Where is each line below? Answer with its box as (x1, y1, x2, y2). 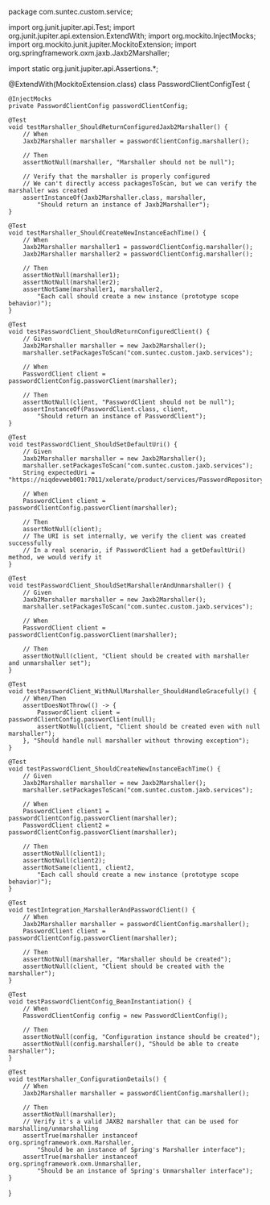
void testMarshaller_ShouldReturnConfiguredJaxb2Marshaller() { (8, 123, 228, 131)
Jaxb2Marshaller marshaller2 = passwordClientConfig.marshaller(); (22, 250, 253, 258)
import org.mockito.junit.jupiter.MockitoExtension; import (8, 39, 197, 49)
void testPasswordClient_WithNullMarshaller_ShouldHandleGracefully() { (8, 688, 257, 696)
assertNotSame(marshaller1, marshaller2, (22, 285, 163, 293)
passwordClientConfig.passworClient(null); (8, 716, 157, 724)
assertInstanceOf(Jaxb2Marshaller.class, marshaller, (22, 193, 207, 202)
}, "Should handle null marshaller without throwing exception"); (22, 737, 250, 745)
